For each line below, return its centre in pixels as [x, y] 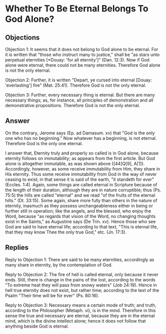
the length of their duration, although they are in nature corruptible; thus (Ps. [83, 190]
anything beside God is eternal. [37, 326]
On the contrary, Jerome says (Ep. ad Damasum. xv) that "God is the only [80, 133]
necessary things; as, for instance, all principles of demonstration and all [79, 100]
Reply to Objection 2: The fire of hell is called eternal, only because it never [82, 274]
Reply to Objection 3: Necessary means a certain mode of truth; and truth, [81, 305]
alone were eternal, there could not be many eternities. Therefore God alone [83, 65]
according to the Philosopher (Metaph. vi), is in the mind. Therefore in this [81, 310]
